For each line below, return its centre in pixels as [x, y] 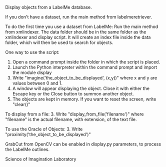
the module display [32, 72]
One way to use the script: [32, 52]
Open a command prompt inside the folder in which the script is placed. [86, 62]
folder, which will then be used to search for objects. [59, 42]
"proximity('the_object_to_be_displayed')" [48, 134]
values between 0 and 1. [37, 83]
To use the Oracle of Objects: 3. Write [44, 129]
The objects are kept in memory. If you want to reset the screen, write [84, 99]
